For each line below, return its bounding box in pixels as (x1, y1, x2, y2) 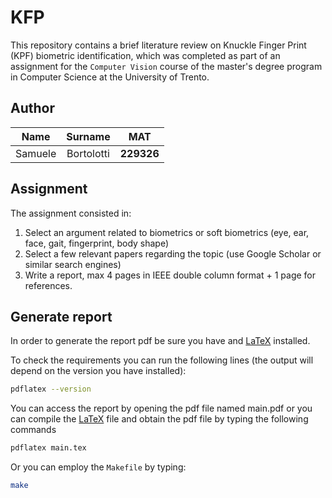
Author (10, 100, 55, 117)
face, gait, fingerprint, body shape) (24, 237, 170, 249)
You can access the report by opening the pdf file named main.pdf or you (10, 402, 313, 415)
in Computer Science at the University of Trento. (10, 71, 210, 83)
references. (24, 279, 73, 291)
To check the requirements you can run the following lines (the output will (10, 354, 314, 366)
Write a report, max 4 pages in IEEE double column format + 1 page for (24, 269, 316, 281)
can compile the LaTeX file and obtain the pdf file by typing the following (10, 413, 309, 425)
